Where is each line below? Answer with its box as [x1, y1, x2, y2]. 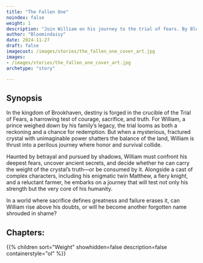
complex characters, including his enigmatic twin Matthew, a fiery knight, [6, 172, 188, 179]
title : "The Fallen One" [6, 8, 69, 15]
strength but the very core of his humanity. [6, 185, 113, 193]
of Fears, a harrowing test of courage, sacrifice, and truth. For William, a [6, 116, 185, 123]
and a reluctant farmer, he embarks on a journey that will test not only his [6, 179, 188, 186]
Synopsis [6, 93, 42, 103]
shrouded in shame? [6, 210, 57, 217]
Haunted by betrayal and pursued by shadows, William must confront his [6, 153, 187, 161]
